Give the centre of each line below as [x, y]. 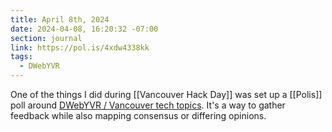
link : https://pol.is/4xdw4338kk [80, 47]
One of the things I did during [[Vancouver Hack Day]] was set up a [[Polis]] [166, 94]
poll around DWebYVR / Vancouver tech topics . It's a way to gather [148, 105]
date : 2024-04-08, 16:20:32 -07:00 [84, 29]
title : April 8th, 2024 [60, 19]
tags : [21, 57]
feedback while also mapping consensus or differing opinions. [138, 115]
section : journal [46, 38]
